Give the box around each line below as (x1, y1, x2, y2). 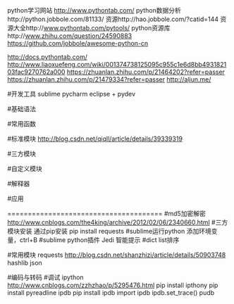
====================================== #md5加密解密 (7, 210, 206, 217)
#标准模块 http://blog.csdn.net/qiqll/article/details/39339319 (7, 134, 183, 143)
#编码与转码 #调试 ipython (7, 273, 84, 281)
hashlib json (7, 259, 42, 267)
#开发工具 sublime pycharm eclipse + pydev (7, 90, 136, 98)
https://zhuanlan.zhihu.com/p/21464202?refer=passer (66, 68, 226, 76)
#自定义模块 (7, 165, 42, 172)
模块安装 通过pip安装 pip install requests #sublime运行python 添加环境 (7, 227, 211, 235)
